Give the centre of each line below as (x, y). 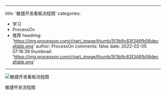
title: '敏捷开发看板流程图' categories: (43, 13)
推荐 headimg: (27, 35)
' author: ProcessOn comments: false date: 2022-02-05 (90, 46)
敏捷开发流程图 (20, 87)
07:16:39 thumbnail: (32, 51)
